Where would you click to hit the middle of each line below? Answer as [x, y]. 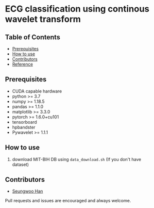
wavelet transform [43, 19]
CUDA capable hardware [37, 91]
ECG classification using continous [77, 9]
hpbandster [24, 127]
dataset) [20, 164]
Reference [22, 64]
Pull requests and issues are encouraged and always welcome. [68, 201]
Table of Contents [33, 37]
